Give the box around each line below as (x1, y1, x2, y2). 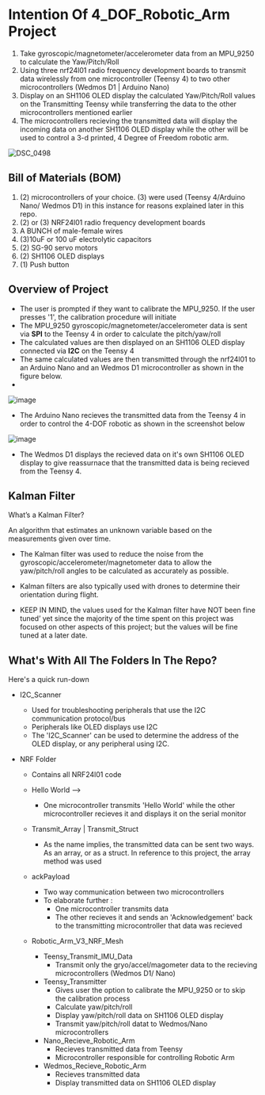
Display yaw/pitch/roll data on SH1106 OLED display (55, 1011, 224, 1020)
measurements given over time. (8, 534, 112, 544)
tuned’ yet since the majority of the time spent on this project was (19, 614, 234, 623)
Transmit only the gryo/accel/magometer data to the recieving (55, 960, 258, 970)
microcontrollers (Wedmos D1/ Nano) (55, 969, 176, 978)
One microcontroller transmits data (55, 904, 168, 913)
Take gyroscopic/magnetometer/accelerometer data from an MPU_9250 (19, 48, 255, 58)
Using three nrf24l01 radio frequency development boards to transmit (19, 65, 247, 75)
